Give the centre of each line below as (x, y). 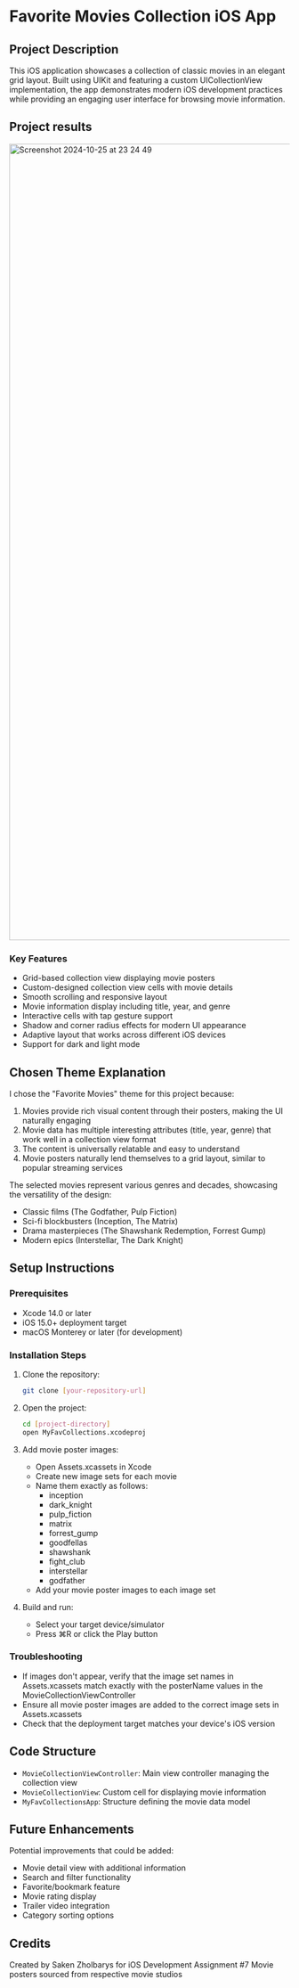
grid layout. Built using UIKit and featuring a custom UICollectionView (136, 80)
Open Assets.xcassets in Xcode (93, 1467)
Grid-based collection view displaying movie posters (118, 978)
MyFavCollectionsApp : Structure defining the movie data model (136, 1801)
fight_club (67, 1561)
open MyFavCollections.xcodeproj (84, 1432)
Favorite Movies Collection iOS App (143, 16)
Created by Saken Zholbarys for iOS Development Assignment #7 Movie (141, 1965)
